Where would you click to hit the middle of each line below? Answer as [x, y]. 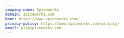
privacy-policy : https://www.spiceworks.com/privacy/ [62, 23]
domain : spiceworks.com [30, 14]
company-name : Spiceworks [32, 10]
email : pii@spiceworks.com [33, 28]
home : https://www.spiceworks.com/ [42, 19]
